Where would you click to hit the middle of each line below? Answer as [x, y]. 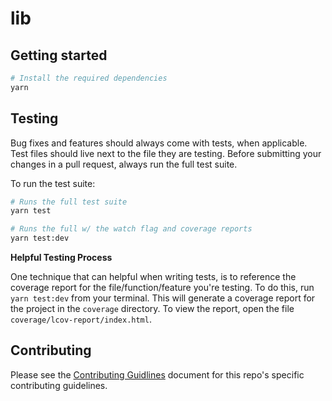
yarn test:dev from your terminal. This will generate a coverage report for [163, 298]
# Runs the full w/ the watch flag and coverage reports [131, 229]
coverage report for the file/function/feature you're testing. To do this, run [162, 288]
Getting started [59, 55]
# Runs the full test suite [69, 202]
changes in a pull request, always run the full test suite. [124, 164]
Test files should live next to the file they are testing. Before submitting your [166, 153]
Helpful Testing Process [61, 258]
